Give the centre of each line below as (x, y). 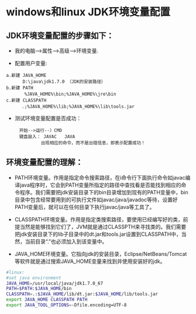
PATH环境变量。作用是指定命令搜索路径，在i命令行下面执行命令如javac (100, 177)
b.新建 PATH (20, 88)
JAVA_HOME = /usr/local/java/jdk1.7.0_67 (55, 283)
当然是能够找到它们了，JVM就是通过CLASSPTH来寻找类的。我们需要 (103, 227)
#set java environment (34, 278)
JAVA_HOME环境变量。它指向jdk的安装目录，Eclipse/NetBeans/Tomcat (101, 254)
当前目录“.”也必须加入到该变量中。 (66, 241)
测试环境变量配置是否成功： (48, 118)
